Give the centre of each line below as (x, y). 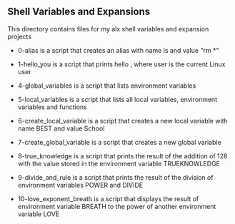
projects (20, 36)
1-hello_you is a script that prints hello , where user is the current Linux (122, 64)
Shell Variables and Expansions (79, 12)
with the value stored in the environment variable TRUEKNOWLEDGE (119, 163)
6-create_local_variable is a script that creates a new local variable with (123, 121)
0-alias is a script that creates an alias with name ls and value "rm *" (118, 50)
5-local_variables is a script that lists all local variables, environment (117, 99)
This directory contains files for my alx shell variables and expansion (108, 29)
